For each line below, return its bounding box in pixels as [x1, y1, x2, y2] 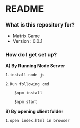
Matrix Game [12, 33, 40, 39]
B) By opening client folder [5, 108, 63, 114]
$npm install [14, 90, 43, 95]
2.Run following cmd [5, 81, 50, 87]
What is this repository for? [5, 21, 75, 29]
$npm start [14, 99, 38, 105]
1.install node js [5, 72, 45, 78]
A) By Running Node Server [5, 62, 65, 69]
